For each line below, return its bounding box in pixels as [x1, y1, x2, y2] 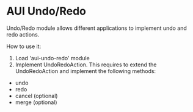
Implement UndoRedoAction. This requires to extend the [15, 61, 157, 68]
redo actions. [6, 30, 40, 38]
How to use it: [6, 43, 42, 50]
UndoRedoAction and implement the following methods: [15, 67, 156, 74]
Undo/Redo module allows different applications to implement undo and [6, 24, 188, 32]
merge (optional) [15, 99, 57, 106]
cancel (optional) [15, 92, 58, 99]
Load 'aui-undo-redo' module [15, 54, 90, 61]
